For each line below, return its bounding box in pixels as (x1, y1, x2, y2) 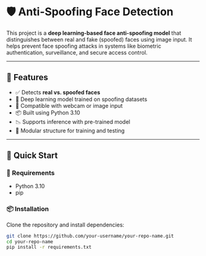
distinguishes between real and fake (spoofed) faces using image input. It (6, 36, 193, 43)
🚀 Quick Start (6, 151, 58, 161)
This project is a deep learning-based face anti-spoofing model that (6, 29, 181, 37)
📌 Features (6, 72, 48, 83)
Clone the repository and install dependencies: (6, 221, 124, 228)
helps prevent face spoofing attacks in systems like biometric (6, 42, 161, 50)
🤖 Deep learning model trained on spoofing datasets (15, 96, 148, 103)
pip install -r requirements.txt (6, 244, 92, 250)
